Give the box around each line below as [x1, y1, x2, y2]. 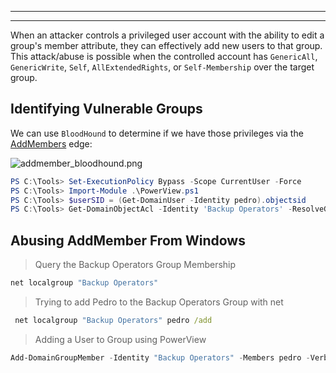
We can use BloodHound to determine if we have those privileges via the [10, 127, 304, 139]
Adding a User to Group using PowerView [34, 333, 207, 345]
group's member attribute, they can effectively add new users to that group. [10, 40, 323, 51]
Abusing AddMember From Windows [10, 232, 246, 249]
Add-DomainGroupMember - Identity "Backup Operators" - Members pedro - [10, 352, 311, 363]
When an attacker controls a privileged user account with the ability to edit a [10, 29, 325, 41]
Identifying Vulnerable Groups [10, 101, 203, 118]
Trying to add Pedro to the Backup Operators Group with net [34, 296, 284, 308]
